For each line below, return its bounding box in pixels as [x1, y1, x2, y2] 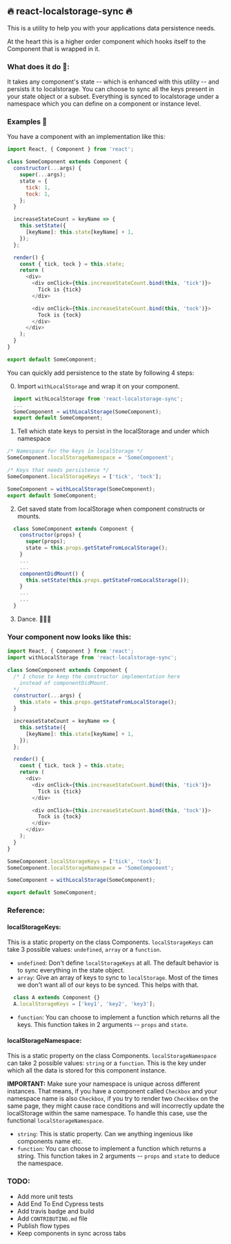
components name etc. [17, 1137, 83, 1146]
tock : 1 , [25, 190, 51, 198]
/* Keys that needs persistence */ [7, 466, 110, 474]
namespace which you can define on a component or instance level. [7, 100, 201, 108]
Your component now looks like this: [7, 632, 132, 641]
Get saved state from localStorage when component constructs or [17, 505, 205, 513]
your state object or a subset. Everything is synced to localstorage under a [7, 93, 219, 101]
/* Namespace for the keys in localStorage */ [7, 448, 143, 455]
